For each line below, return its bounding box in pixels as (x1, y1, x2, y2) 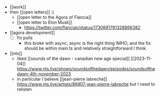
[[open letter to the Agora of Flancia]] (16, 14, 92, 20)
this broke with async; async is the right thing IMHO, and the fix (24, 41, 151, 46)
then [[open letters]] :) (9, 9, 54, 15)
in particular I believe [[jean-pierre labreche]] (16, 76, 107, 82)
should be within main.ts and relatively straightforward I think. (24, 45, 147, 51)
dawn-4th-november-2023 (16, 71, 71, 77)
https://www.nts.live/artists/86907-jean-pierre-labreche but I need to (16, 82, 155, 87)
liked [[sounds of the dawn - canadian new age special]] (16, 55, 130, 62)
